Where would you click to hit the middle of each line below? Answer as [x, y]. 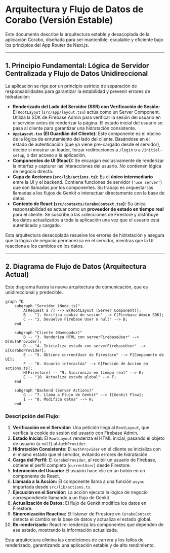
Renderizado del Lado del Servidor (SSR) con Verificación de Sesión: [86, 106]
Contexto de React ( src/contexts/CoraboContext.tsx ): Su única [79, 204]
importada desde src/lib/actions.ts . [52, 486]
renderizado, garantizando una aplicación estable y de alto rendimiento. [80, 545]
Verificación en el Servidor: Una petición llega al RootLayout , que [81, 427]
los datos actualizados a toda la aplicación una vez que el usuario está [86, 220]
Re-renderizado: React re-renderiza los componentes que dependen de [88, 525]
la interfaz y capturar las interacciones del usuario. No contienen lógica [87, 166]
